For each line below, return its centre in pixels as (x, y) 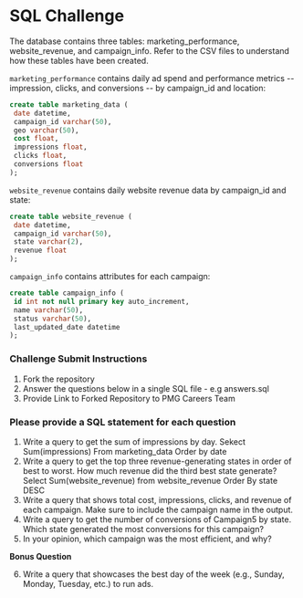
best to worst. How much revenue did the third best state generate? (150, 470)
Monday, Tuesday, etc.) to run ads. (88, 583)
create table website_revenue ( (71, 216)
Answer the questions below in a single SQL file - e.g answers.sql (146, 388)
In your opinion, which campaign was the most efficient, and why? (147, 539)
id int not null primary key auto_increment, (101, 301)
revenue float (40, 251)
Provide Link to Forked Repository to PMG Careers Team (129, 398)
